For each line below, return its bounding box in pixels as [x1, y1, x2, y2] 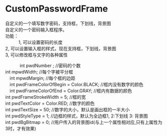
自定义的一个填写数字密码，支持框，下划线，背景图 [5, 20, 111, 26]
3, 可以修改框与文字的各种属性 [5, 51, 68, 58]
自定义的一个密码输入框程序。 [5, 26, 67, 33]
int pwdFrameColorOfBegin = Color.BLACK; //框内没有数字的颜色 [9, 81, 143, 87]
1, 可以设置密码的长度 [18, 39, 63, 45]
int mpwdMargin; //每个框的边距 [9, 75, 75, 81]
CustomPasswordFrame [5, 3, 108, 15]
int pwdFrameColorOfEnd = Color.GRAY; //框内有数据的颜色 [9, 88, 132, 94]
